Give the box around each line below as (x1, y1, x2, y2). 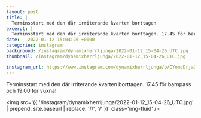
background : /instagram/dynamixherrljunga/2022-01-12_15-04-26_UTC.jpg (6, 48, 188, 54)
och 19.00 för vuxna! (6, 87, 57, 94)
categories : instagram (6, 43, 63, 49)
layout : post (6, 8, 39, 15)
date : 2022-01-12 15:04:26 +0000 (6, 37, 95, 43)
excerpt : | (6, 25, 33, 32)
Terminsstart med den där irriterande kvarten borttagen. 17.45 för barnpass (6, 80, 191, 87)
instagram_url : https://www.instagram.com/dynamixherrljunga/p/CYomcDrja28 (6, 64, 199, 70)
